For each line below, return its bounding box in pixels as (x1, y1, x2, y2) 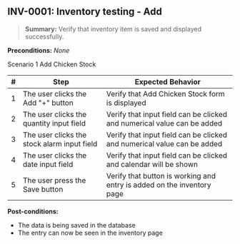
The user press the (22, 175, 86, 185)
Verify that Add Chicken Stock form (106, 88, 225, 98)
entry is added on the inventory (106, 180, 211, 190)
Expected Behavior (134, 76, 201, 86)
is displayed (106, 98, 146, 108)
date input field (22, 159, 74, 169)
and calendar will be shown (106, 159, 199, 169)
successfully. (24, 32, 64, 41)
